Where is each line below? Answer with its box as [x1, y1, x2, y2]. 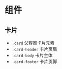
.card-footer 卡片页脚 [11, 59, 57, 65]
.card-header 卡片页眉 [11, 46, 57, 52]
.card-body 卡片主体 [11, 53, 53, 58]
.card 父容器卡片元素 [11, 40, 55, 46]
